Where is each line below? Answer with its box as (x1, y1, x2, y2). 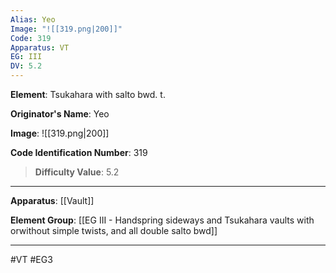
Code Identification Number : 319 (10, 147, 148, 158)
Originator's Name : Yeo (10, 108, 110, 120)
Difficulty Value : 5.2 (34, 166, 120, 178)
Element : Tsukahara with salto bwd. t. (10, 89, 166, 100)
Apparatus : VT (10, 42, 70, 53)
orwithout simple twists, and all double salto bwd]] (10, 225, 218, 236)
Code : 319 (10, 33, 52, 43)
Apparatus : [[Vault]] (10, 195, 95, 206)
